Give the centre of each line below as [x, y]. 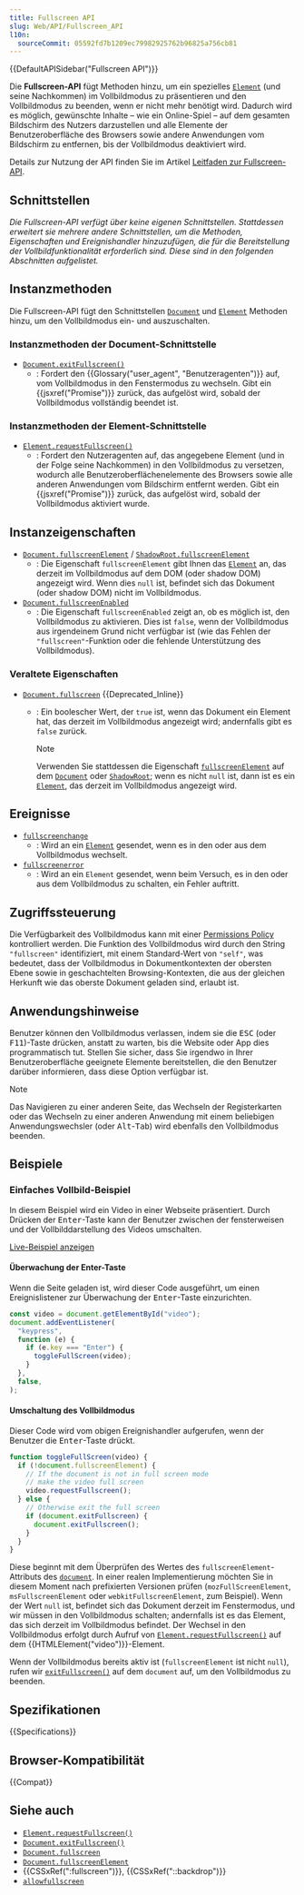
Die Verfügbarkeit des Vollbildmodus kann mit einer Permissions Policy [142, 934]
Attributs [26, 1577]
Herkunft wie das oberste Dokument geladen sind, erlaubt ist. [124, 982]
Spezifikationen [55, 1709]
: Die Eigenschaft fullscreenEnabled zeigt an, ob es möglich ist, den [163, 612]
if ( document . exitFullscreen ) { [87, 1516]
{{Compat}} [31, 1781]
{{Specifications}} [43, 1732]
